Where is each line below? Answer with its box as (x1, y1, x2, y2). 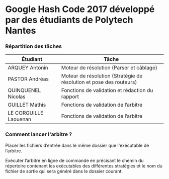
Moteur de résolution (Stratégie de (61, 72, 143, 79)
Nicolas (8, 93, 26, 100)
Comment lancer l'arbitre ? (5, 131, 72, 138)
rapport (61, 93, 79, 100)
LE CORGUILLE (8, 110, 44, 117)
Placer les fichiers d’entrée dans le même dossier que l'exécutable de (5, 142, 149, 148)
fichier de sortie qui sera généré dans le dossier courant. (5, 168, 123, 174)
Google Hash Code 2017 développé (5, 4, 155, 15)
